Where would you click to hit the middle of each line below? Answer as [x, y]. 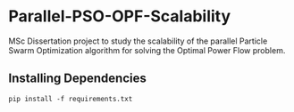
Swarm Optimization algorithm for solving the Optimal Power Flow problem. [147, 50]
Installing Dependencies [77, 79]
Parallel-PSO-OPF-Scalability [120, 16]
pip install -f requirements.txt [71, 99]
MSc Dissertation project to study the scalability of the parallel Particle [138, 41]
